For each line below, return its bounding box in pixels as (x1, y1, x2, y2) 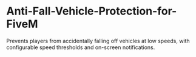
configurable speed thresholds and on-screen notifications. (6, 44, 155, 51)
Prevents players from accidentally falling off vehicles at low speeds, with (6, 37, 190, 44)
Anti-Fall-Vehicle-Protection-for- (6, 4, 177, 18)
